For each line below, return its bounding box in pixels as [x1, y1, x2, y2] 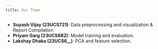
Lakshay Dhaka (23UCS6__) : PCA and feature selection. [12, 38, 132, 44]
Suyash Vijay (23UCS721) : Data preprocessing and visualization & [12, 21, 153, 28]
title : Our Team [5, 7, 40, 13]
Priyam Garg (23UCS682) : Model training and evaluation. [12, 32, 134, 38]
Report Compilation [12, 27, 54, 33]
